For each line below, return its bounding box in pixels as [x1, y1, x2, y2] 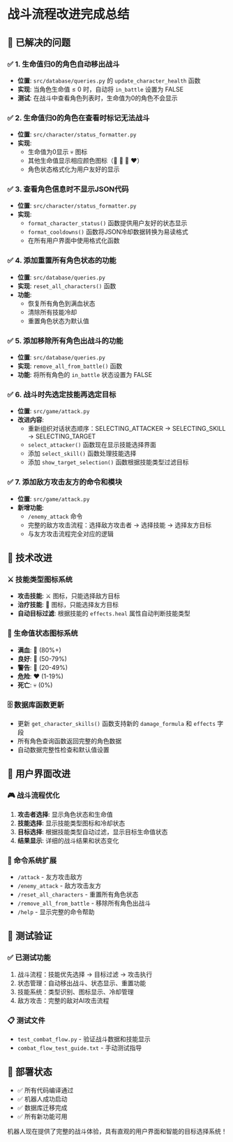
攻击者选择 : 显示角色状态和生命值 [17, 810, 113, 818]
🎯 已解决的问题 [7, 36, 71, 48]
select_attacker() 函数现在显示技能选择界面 [27, 441, 157, 449]
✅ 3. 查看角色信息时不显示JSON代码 [7, 185, 129, 194]
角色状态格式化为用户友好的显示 [27, 165, 120, 173]
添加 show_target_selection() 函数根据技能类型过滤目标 [27, 458, 190, 466]
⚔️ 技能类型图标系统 [7, 574, 73, 584]
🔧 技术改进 [7, 552, 52, 564]
